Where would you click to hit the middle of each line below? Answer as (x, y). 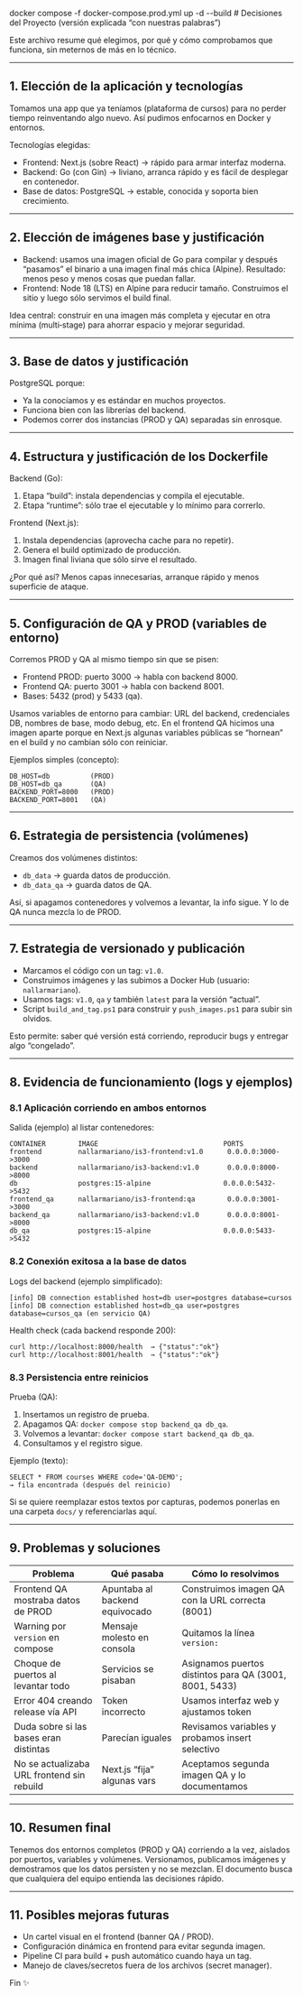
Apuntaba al (127, 1589)
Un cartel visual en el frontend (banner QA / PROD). (118, 1937)
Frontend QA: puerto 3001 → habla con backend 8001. (123, 687)
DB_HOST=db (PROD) (62, 776)
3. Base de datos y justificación (99, 361)
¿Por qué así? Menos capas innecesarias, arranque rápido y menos (134, 577)
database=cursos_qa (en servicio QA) (80, 1313)
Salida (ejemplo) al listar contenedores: (82, 1128)
